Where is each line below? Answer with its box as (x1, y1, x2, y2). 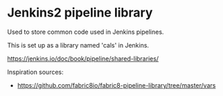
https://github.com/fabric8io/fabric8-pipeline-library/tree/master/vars (17, 81, 216, 89)
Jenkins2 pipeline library (7, 5, 153, 21)
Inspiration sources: (7, 68, 64, 76)
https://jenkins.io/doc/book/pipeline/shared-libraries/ (7, 54, 159, 63)
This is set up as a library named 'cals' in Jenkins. (7, 41, 150, 49)
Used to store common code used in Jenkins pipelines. (7, 28, 164, 36)
